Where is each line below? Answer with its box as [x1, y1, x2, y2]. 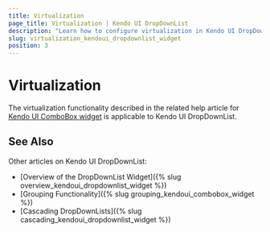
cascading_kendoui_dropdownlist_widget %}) [19, 214, 171, 224]
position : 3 [8, 42, 48, 50]
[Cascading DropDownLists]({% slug [19, 206, 142, 216]
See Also [8, 135, 54, 149]
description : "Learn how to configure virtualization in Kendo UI [8, 27, 235, 35]
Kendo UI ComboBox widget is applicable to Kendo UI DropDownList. [8, 112, 237, 122]
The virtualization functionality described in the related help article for [8, 103, 239, 113]
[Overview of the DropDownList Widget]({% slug [19, 172, 182, 181]
